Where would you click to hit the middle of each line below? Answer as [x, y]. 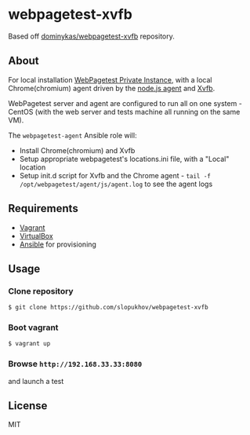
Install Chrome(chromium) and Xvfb [77, 150]
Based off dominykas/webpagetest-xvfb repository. [91, 36]
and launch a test [36, 381]
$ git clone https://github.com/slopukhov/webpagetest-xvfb [109, 308]
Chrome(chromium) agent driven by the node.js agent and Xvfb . [112, 88]
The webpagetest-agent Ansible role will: [72, 135]
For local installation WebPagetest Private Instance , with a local [110, 79]
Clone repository [41, 291]
